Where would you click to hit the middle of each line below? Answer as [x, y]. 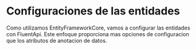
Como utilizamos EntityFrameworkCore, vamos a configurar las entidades [98, 28]
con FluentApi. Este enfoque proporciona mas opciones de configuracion [98, 34]
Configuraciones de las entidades [93, 11]
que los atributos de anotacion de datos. [57, 40]
